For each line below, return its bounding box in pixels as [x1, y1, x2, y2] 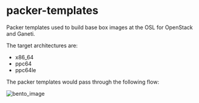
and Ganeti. [6, 30, 35, 37]
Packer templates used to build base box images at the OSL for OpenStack [6, 24, 193, 31]
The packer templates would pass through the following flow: [6, 78, 160, 85]
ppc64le [15, 66, 36, 73]
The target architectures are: [6, 42, 78, 49]
